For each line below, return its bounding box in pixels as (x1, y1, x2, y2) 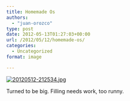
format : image (6, 54, 42, 60)
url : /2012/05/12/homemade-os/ (6, 37, 85, 43)
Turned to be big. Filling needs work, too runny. (6, 87, 124, 94)
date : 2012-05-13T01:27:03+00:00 (6, 31, 91, 37)
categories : (6, 43, 36, 49)
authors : (6, 15, 28, 21)
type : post (6, 25, 34, 32)
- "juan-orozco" (11, 20, 53, 26)
